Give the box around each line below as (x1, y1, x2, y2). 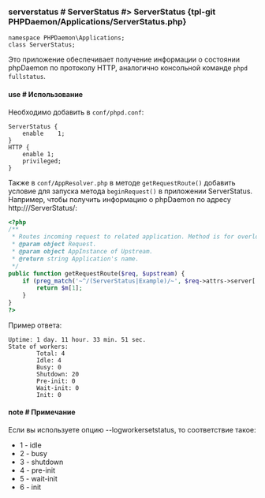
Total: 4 (36, 350, 65, 358)
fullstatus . (8, 72, 46, 81)
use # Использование (8, 89, 84, 99)
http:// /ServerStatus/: (8, 203, 77, 212)
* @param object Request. (11, 240, 97, 249)
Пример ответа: (8, 320, 62, 330)
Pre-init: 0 (36, 377, 77, 385)
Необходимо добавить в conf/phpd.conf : (8, 107, 144, 117)
